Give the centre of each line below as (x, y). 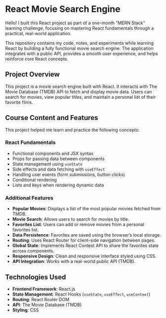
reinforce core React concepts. (37, 59)
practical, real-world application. (38, 33)
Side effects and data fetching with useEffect (58, 169)
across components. (33, 251)
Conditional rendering (34, 180)
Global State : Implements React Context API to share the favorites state (85, 246)
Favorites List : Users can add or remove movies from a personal (78, 225)
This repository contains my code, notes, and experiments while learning (80, 43)
